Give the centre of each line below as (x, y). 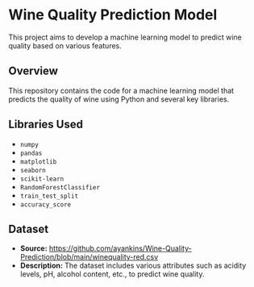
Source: (33, 248)
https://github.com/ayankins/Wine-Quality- (120, 248)
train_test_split (49, 196)
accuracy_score (46, 204)
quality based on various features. (65, 45)
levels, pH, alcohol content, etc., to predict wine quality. (112, 274)
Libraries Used (46, 125)
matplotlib (38, 162)
